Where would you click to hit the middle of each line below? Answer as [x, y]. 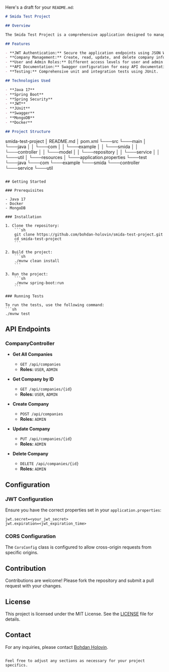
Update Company [31, 429]
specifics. [17, 665]
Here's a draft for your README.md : [40, 7]
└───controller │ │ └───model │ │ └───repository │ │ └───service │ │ [82, 152]
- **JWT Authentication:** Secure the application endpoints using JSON [83, 53]
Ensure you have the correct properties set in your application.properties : [83, 510]
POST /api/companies [41, 414]
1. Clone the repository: [32, 226]
